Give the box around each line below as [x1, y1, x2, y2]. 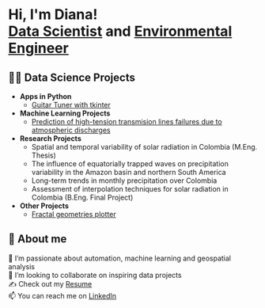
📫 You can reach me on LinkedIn [8, 291, 117, 300]
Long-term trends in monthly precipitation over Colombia [31, 176, 218, 185]
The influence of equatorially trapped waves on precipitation [31, 159, 229, 168]
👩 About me [8, 232, 67, 246]
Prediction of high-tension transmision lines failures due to [31, 117, 223, 126]
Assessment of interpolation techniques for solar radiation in [31, 184, 229, 193]
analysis [8, 261, 36, 271]
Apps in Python [19, 92, 72, 101]
